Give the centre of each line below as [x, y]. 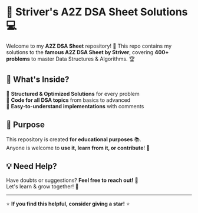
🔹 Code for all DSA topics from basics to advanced [68, 100]
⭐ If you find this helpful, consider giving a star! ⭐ [68, 204]
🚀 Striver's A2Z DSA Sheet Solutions [97, 12]
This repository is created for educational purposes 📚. [74, 139]
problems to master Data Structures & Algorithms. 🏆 [71, 59]
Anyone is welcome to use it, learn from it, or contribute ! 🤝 [78, 148]
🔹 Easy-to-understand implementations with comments [75, 106]
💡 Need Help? [32, 166]
